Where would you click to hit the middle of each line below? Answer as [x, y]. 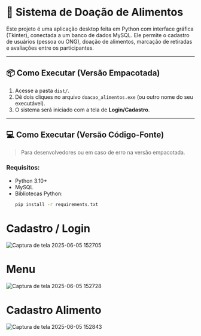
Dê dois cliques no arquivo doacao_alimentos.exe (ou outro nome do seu [104, 97]
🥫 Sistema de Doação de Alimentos [95, 12]
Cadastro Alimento [54, 310]
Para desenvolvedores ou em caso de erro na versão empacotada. [103, 152]
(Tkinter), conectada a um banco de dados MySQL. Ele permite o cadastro [98, 35]
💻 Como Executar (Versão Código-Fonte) [85, 135]
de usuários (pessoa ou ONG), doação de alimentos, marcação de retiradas [99, 41]
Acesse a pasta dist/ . [42, 90]
